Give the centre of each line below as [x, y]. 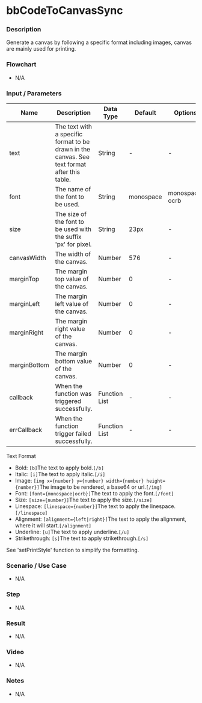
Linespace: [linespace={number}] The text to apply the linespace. [95, 506]
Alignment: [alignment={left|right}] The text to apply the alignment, [101, 519]
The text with [73, 127]
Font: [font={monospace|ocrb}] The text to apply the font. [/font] [94, 494]
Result [16, 623]
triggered [68, 401]
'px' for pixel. [73, 244]
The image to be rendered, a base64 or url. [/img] [101, 487]
